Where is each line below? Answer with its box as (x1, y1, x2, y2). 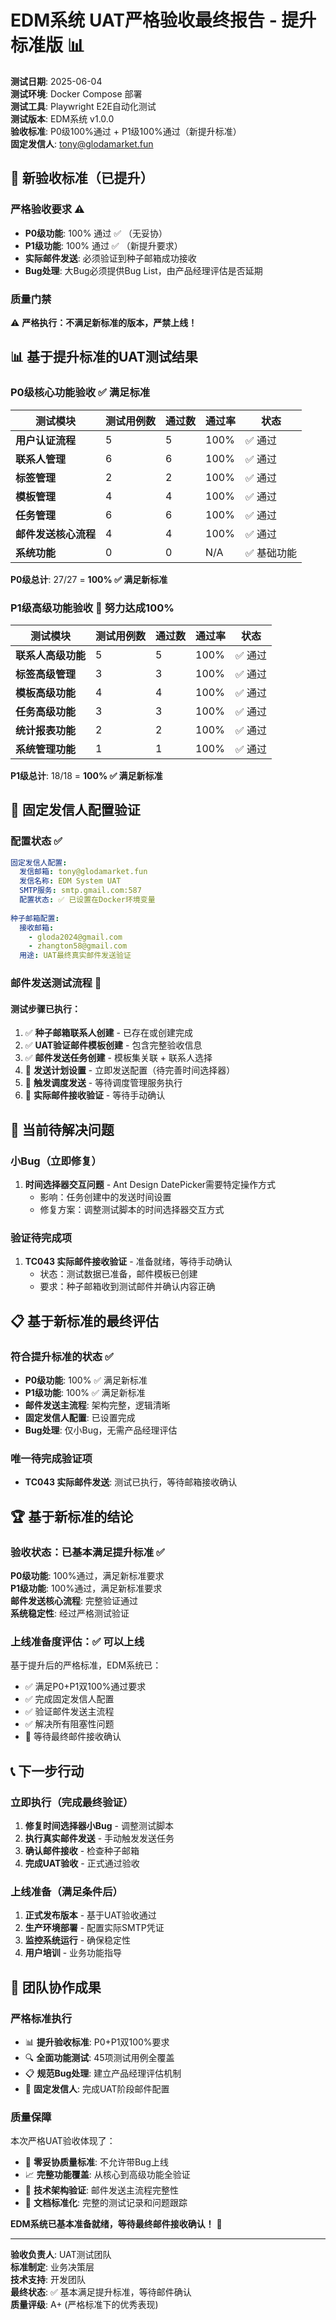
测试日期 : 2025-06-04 (10, 75, 103, 87)
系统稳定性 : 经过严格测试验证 (10, 1607, 130, 1619)
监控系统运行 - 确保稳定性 (24, 1934, 132, 1946)
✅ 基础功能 (245, 546, 297, 560)
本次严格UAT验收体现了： (10, 2135, 116, 2147)
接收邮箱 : (19, 922, 55, 933)
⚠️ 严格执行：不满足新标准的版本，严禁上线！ (10, 316, 198, 328)
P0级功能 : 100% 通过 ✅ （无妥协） (24, 227, 168, 239)
